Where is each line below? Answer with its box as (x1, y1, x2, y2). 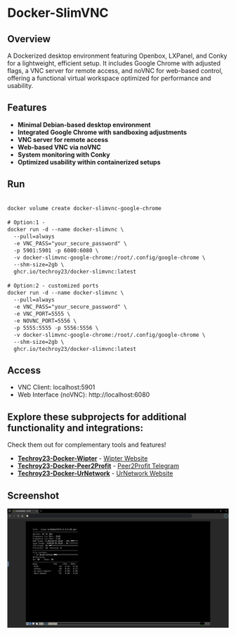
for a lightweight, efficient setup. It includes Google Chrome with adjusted (7, 59, 221, 68)
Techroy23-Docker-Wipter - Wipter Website (17, 454, 148, 463)
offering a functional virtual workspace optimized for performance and (7, 74, 211, 82)
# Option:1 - (7, 219, 46, 226)
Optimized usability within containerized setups (17, 158, 161, 166)
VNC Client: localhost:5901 (17, 383, 96, 392)
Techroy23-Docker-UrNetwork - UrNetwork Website (17, 469, 173, 477)
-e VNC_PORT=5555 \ (13, 310, 71, 317)
